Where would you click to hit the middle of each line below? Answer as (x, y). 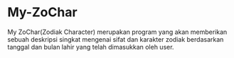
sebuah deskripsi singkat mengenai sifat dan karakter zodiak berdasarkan (116, 39)
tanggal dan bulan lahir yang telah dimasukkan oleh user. (91, 47)
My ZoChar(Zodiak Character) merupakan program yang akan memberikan (117, 32)
